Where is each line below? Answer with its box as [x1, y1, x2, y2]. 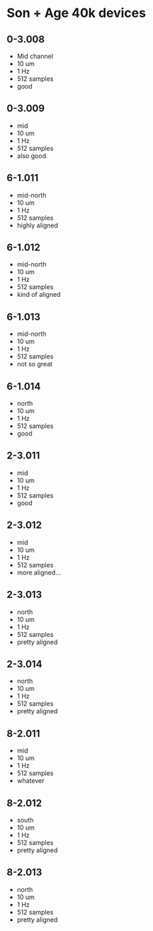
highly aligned [16, 221, 58, 230]
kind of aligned [16, 290, 61, 299]
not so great [16, 360, 53, 368]
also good [16, 151, 47, 160]
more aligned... [16, 568, 61, 577]
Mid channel [16, 52, 54, 60]
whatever [16, 777, 45, 785]
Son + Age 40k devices [6, 5, 147, 21]
